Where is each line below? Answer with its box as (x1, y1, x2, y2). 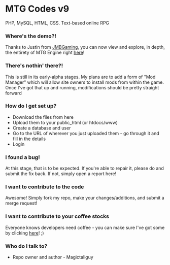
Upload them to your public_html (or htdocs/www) (12, 119, 118, 125)
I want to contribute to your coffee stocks (5, 213, 109, 220)
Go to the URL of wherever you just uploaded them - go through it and (12, 130, 160, 136)
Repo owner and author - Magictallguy (12, 254, 94, 260)
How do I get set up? (5, 103, 57, 110)
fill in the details (12, 136, 46, 142)
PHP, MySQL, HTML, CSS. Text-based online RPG (5, 20, 110, 26)
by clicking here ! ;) (5, 229, 44, 236)
